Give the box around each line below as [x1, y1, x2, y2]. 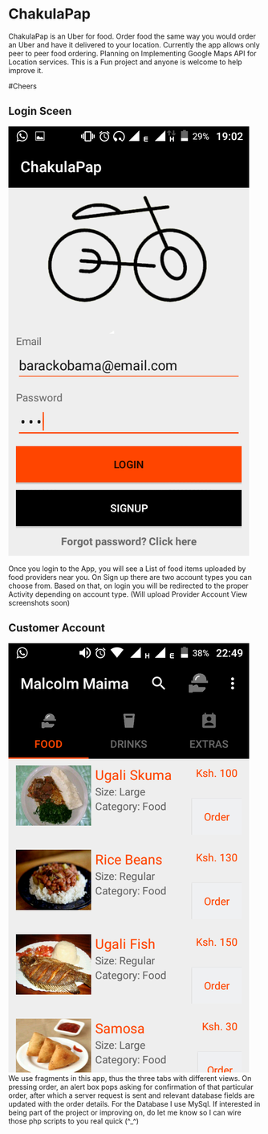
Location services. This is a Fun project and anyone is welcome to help [8, 57, 242, 67]
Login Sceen [8, 105, 72, 118]
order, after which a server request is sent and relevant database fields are [8, 1091, 255, 1100]
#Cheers [8, 81, 38, 91]
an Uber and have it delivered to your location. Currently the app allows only [8, 39, 261, 49]
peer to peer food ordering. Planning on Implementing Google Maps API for [8, 48, 257, 58]
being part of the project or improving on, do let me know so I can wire [8, 1107, 242, 1117]
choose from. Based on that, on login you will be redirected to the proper [8, 581, 249, 590]
